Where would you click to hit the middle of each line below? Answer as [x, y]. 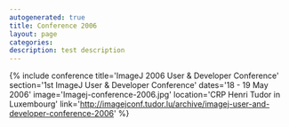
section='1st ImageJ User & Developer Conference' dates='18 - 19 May [139, 85]
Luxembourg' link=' [45, 104]
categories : [31, 42]
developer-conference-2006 [61, 114]
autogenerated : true [48, 17]
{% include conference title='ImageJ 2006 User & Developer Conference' [144, 75]
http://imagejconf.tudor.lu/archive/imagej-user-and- [175, 104]
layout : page [33, 34]
